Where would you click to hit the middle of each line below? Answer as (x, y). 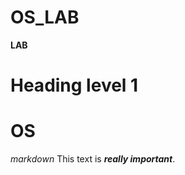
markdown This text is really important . (93, 159)
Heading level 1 (74, 85)
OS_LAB (45, 17)
